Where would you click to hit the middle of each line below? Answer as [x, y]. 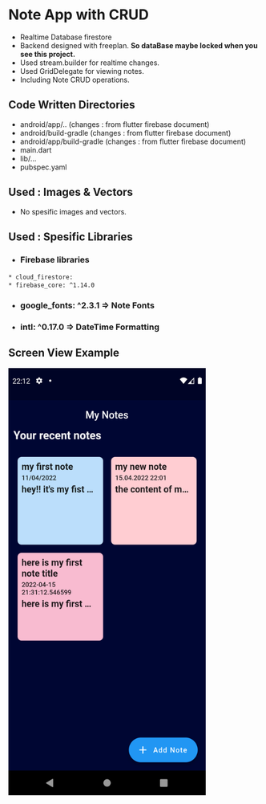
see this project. [48, 54]
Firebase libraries [54, 259]
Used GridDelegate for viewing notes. [82, 71]
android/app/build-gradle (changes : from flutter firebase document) [133, 141]
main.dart [36, 149]
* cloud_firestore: [41, 278]
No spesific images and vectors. [73, 211]
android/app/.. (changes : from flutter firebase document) [115, 124]
